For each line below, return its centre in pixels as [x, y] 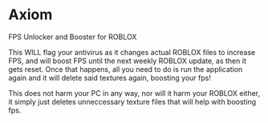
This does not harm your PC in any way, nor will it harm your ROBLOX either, [134, 93]
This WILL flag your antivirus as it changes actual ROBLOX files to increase [132, 52]
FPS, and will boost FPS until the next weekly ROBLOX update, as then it [127, 61]
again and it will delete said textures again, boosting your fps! [110, 77]
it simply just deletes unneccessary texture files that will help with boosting [132, 101]
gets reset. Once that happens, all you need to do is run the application [126, 69]
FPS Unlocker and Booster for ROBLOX [73, 37]
